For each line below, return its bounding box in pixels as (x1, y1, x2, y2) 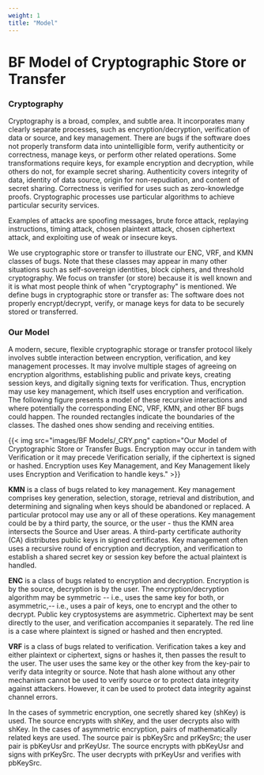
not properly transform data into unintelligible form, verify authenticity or (8, 141, 244, 151)
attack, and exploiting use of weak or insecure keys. (8, 232, 178, 242)
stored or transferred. (8, 307, 79, 316)
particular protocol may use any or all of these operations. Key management (8, 510, 255, 520)
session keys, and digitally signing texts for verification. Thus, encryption (8, 378, 247, 388)
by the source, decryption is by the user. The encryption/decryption (8, 584, 229, 594)
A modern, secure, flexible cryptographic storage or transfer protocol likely (8, 345, 253, 354)
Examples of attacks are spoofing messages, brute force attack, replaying (8, 216, 249, 225)
